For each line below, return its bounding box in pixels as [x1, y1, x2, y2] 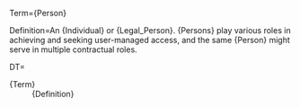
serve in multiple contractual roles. [9, 44, 137, 55]
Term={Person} [9, 8, 67, 18]
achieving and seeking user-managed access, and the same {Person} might [9, 35, 290, 45]
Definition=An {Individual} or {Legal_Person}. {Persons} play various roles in [9, 25, 291, 35]
